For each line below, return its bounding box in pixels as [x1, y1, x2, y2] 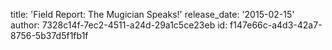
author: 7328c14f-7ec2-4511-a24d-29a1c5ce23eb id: [10, 19, 228, 31]
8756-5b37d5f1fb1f [10, 30, 89, 41]
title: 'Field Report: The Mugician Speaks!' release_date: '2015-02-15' [10, 9, 295, 20]
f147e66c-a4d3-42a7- [229, 19, 323, 31]
